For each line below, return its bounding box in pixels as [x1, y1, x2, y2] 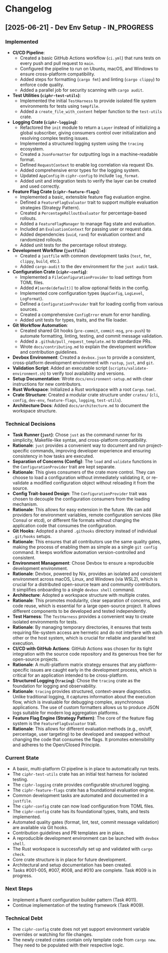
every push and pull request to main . [20, 60, 95, 66]
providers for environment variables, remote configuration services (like [12, 512, 161, 518]
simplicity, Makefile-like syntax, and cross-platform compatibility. [12, 437, 147, 443]
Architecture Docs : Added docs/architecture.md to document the [12, 402, 149, 408]
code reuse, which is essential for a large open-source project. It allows [12, 603, 160, 609]
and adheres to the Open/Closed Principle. [12, 742, 101, 748]
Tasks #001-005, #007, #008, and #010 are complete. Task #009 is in [12, 867, 156, 873]
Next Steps [5, 885, 33, 892]
